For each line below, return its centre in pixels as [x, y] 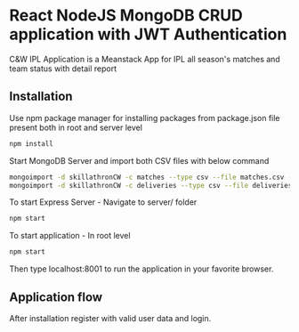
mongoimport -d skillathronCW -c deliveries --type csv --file [129, 185]
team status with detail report [63, 69]
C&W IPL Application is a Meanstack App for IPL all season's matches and [145, 59]
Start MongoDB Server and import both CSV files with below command [139, 160]
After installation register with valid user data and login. [110, 318]
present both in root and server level [76, 127]
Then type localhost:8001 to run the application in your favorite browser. [141, 269]
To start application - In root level [70, 236]
